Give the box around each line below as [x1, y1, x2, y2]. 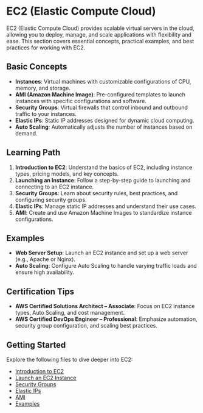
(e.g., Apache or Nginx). [15, 256, 76, 263]
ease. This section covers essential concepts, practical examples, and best [6, 37, 194, 45]
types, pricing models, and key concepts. [15, 170, 119, 178]
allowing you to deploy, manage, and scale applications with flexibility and [6, 31, 191, 38]
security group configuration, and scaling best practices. [15, 322, 158, 329]
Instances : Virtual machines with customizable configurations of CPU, [15, 77, 191, 85]
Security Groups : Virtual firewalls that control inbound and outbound [15, 104, 188, 111]
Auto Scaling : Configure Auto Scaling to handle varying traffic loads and [15, 262, 198, 270]
